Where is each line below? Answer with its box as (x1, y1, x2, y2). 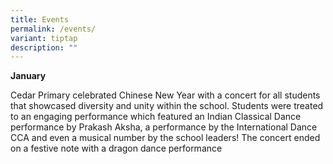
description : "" (10, 42, 78, 53)
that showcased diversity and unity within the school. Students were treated (10, 100, 324, 112)
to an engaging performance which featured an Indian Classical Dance (10, 111, 302, 123)
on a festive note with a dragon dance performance (10, 142, 223, 155)
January (10, 70, 47, 82)
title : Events (10, 14, 70, 25)
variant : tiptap (10, 33, 78, 43)
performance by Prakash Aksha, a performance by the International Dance (10, 121, 318, 133)
